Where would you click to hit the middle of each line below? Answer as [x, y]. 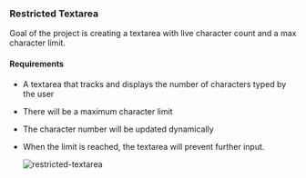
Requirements [37, 64]
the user [38, 94]
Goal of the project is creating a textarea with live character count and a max [153, 34]
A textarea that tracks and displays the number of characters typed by [154, 84]
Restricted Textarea [54, 14]
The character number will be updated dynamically [118, 129]
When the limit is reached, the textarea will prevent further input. [143, 146]
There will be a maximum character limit [97, 111]
